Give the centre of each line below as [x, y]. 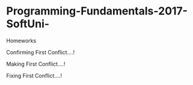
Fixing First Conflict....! [34, 75]
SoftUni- [28, 24]
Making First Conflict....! [36, 64]
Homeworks [21, 40]
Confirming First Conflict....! [41, 52]
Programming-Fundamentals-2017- [97, 11]
